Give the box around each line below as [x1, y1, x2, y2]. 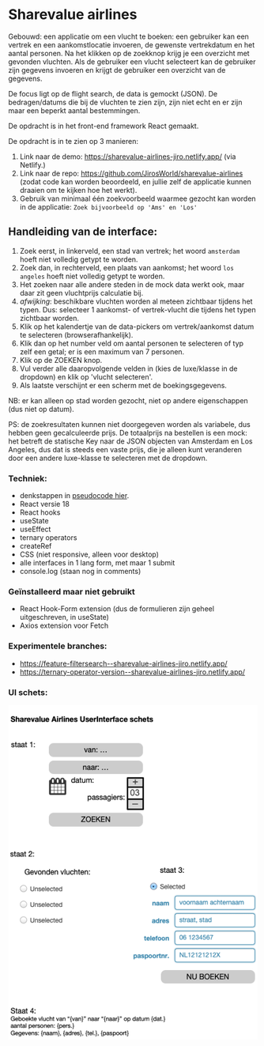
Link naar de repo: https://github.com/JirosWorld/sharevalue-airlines [19, 168, 243, 178]
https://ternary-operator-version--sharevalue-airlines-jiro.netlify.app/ [19, 666, 246, 677]
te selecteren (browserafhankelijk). [19, 330, 134, 339]
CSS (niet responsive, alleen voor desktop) [19, 549, 160, 559]
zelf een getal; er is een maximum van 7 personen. [19, 346, 185, 357]
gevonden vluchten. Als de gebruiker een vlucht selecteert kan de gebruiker [8, 57, 256, 66]
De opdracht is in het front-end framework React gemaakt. [8, 121, 199, 130]
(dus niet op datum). [8, 404, 75, 413]
